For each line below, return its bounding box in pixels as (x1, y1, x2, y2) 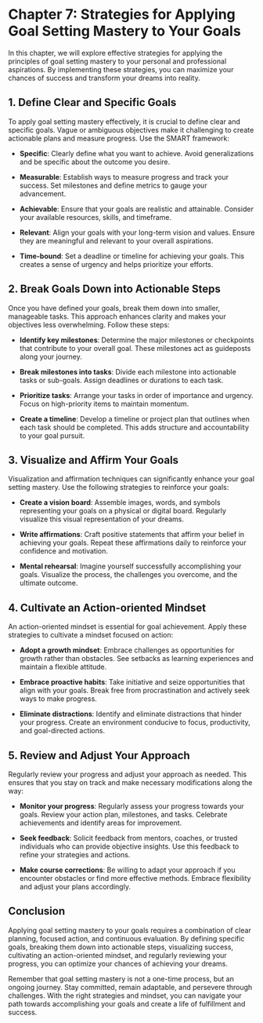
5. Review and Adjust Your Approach (8, 748, 190, 762)
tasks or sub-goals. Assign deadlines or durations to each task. (19, 375, 224, 385)
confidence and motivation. (19, 546, 108, 556)
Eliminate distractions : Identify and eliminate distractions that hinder (19, 709, 243, 719)
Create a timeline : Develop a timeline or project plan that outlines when (19, 414, 250, 423)
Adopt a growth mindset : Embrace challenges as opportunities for (19, 645, 235, 655)
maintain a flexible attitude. (19, 662, 107, 672)
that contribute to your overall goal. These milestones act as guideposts (19, 343, 251, 353)
